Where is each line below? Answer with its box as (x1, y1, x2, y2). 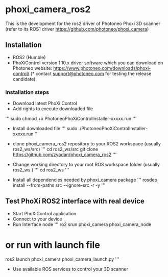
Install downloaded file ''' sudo (12, 125, 78, 132)
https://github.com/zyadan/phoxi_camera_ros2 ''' (12, 152, 117, 158)
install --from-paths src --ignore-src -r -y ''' (12, 182, 106, 188)
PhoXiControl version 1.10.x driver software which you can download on (12, 60, 163, 66)
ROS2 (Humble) (12, 54, 46, 60)
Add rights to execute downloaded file (12, 106, 93, 112)
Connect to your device (12, 216, 62, 222)
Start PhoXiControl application (12, 210, 77, 216)
